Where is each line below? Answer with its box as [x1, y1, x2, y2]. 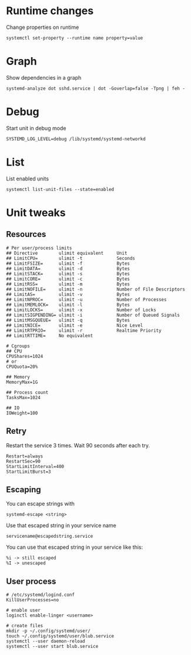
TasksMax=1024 [6, 394, 41, 400]
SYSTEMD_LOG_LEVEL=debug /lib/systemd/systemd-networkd [6, 136, 146, 142]
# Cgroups [6, 343, 31, 349]
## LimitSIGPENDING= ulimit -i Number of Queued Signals [6, 312, 180, 318]
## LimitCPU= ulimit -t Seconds [6, 255, 135, 261]
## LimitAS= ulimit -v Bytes [6, 291, 130, 297]
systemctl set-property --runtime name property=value [6, 35, 143, 41]
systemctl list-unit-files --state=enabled [6, 186, 115, 192]
